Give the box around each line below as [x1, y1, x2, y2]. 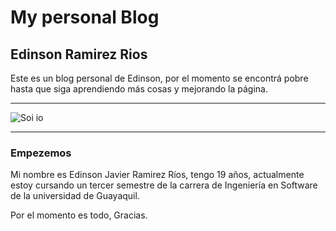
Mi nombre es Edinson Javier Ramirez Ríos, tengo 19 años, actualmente [10, 169, 305, 181]
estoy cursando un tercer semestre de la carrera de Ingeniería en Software [10, 179, 318, 191]
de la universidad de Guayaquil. [10, 190, 140, 202]
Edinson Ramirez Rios [10, 46, 148, 63]
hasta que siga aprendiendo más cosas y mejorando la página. [10, 83, 268, 95]
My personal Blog [10, 6, 160, 29]
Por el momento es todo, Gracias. [10, 209, 148, 221]
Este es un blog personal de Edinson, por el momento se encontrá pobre [10, 72, 309, 84]
